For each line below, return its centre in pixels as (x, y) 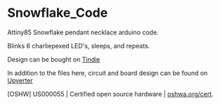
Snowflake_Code (58, 13)
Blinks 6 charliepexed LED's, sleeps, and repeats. (79, 45)
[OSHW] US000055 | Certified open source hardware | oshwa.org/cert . (111, 94)
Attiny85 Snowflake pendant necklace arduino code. (83, 32)
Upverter (20, 80)
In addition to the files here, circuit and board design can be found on (108, 73)
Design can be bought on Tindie (54, 59)
